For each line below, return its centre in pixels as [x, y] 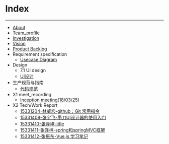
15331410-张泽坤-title [42, 123]
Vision [19, 43]
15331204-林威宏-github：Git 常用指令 [60, 111]
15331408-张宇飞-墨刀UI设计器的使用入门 [63, 117]
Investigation [26, 38]
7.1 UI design [33, 70]
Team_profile [26, 33]
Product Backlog [30, 49]
